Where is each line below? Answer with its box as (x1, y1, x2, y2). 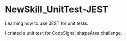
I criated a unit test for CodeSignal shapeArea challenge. (5, 30, 122, 36)
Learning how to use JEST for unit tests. (5, 20, 89, 26)
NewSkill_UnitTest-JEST (5, 4, 109, 15)
